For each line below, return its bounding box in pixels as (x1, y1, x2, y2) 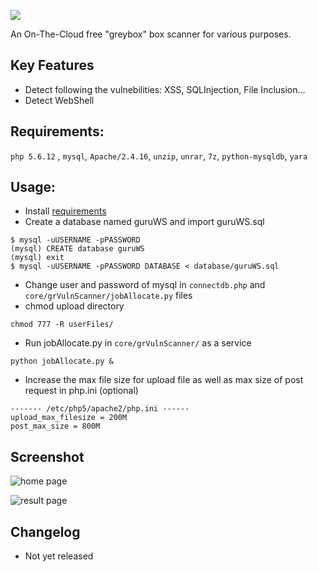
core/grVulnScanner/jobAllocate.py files (24, 290, 193, 302)
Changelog (10, 523, 81, 540)
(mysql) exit (10, 253, 65, 263)
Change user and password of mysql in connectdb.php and (24, 279, 266, 291)
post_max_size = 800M (10, 421, 101, 432)
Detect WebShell (24, 94, 95, 106)
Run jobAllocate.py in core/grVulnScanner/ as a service (24, 337, 252, 349)
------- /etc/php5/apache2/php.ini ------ (10, 404, 190, 414)
